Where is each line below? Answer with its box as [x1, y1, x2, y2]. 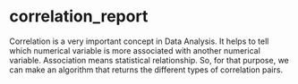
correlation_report [9, 6, 149, 27]
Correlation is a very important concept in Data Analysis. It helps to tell [9, 36, 269, 46]
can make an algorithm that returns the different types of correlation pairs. [9, 64, 284, 75]
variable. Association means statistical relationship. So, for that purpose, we [9, 55, 289, 65]
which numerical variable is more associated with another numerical [9, 45, 261, 55]
